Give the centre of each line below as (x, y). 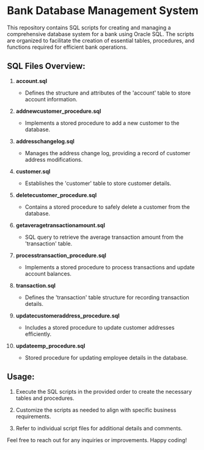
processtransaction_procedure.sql (61, 255)
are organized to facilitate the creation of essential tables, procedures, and (101, 40)
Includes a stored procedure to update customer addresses (100, 327)
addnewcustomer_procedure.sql (58, 111)
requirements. (33, 416)
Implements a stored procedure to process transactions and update (110, 267)
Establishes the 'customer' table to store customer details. (98, 183)
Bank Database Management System (103, 11)
